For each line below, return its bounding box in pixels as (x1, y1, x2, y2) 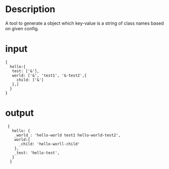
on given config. (5, 25, 39, 31)
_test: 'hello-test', (14, 150, 60, 155)
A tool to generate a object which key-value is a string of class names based (5, 20, 164, 26)
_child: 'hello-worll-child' (18, 141, 80, 146)
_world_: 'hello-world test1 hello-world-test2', (14, 132, 121, 138)
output (5, 107, 34, 119)
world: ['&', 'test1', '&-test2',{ (12, 73, 87, 78)
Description (5, 4, 55, 15)
